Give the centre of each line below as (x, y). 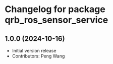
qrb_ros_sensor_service (56, 20)
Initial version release (34, 51)
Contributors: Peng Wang (38, 56)
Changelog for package (55, 9)
